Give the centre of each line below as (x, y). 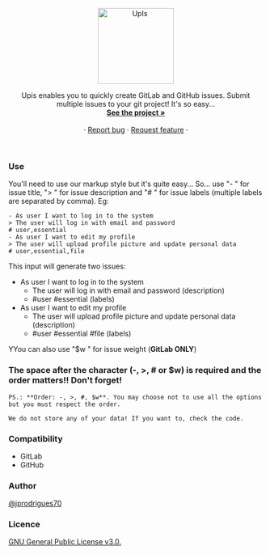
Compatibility (36, 438)
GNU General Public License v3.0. (65, 542)
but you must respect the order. (65, 404)
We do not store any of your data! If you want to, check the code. (126, 418)
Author (23, 485)
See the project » (136, 112)
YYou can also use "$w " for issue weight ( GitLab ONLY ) (103, 349)
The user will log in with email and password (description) (128, 290)
